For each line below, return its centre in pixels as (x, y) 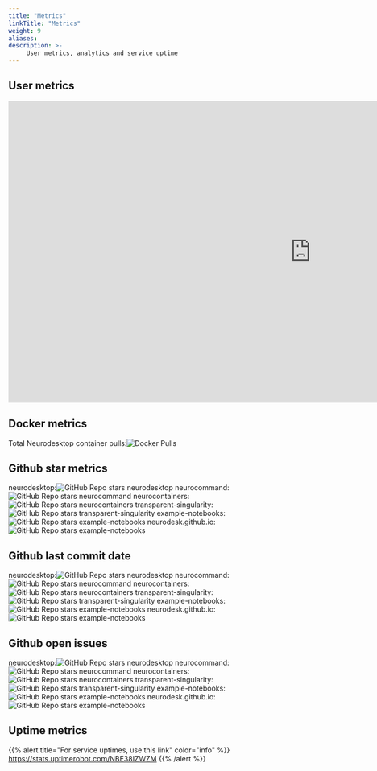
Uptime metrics (48, 730)
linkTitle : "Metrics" (45, 23)
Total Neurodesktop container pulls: (68, 443)
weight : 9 (25, 31)
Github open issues (58, 643)
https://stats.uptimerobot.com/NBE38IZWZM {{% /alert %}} (108, 758)
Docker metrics (48, 424)
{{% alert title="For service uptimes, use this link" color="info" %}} (119, 750)
